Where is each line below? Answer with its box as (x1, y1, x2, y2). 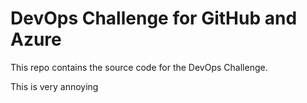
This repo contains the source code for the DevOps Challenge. (10, 61, 268, 73)
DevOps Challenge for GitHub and (10, 7, 298, 30)
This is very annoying (10, 80, 99, 92)
